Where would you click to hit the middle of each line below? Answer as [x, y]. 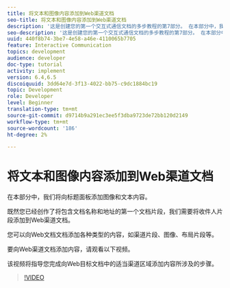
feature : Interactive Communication [59, 45]
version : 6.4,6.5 [32, 77]
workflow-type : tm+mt [38, 122]
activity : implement [37, 71]
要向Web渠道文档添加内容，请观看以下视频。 [71, 249]
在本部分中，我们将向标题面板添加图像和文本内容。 [79, 197]
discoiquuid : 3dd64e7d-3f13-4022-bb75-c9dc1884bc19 [82, 84]
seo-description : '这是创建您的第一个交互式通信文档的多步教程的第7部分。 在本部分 [114, 33]
